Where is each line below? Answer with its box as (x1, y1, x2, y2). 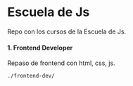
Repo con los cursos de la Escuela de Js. (7, 27, 127, 36)
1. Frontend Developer (7, 43, 73, 52)
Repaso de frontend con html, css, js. (7, 59, 115, 67)
